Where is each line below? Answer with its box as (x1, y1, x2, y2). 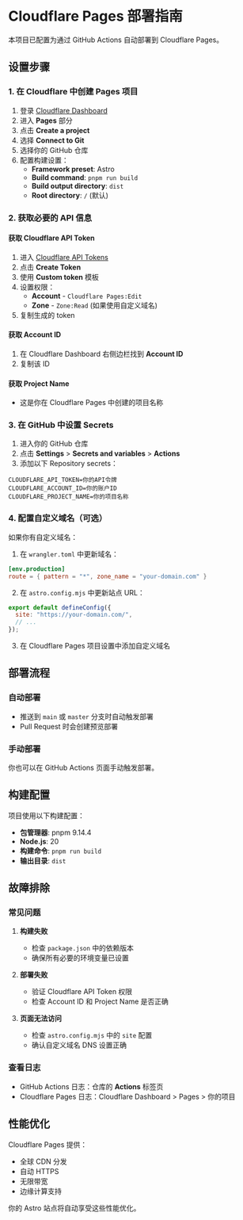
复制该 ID (19, 358, 50, 369)
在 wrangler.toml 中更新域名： (19, 549, 119, 559)
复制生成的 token (19, 310, 75, 319)
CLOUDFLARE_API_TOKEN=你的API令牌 (8, 476, 117, 484)
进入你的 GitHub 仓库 (19, 439, 89, 449)
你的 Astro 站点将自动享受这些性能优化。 (8, 1203, 141, 1213)
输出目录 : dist (19, 855, 66, 865)
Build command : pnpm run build (31, 172, 139, 182)
